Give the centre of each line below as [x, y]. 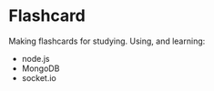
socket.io [39, 77]
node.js [36, 58]
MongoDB [41, 68]
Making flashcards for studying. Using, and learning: [107, 41]
